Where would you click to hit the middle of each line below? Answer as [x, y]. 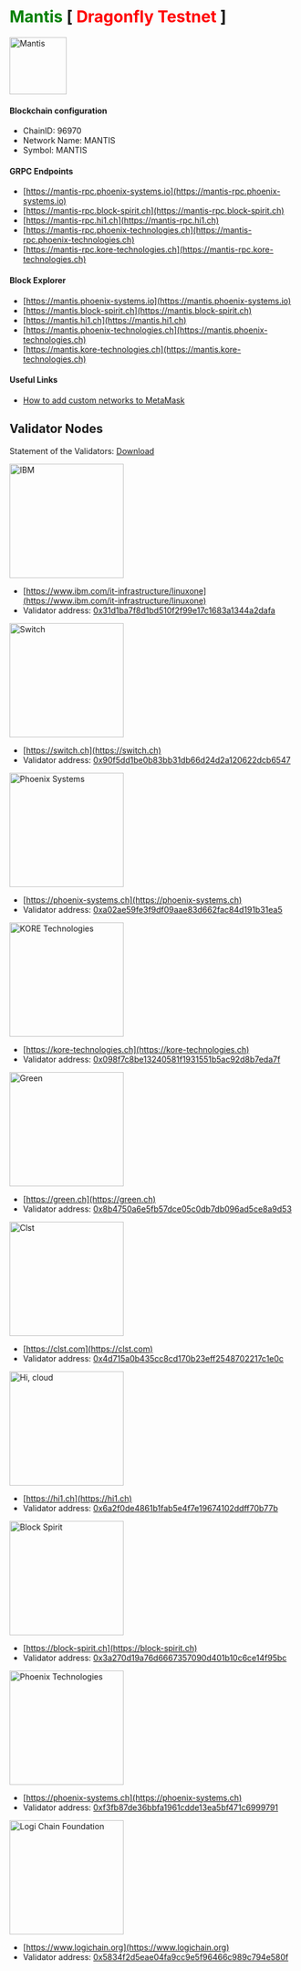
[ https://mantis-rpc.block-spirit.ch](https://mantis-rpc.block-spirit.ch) [153, 211]
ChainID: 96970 [52, 131]
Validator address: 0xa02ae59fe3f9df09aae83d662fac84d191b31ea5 [152, 909]
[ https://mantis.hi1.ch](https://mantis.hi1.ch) [104, 320]
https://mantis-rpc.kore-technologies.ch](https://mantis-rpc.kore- [150, 249]
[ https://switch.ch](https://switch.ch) [92, 750]
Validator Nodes [56, 429]
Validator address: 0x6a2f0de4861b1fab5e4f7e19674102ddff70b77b [150, 1508]
